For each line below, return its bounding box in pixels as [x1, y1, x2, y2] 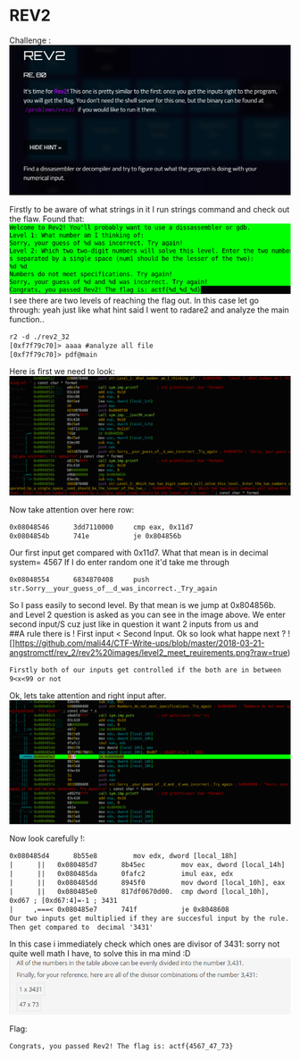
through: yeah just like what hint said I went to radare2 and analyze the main [9, 305, 290, 315]
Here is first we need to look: [9, 366, 116, 377]
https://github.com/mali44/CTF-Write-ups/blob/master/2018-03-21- [14, 638, 265, 648]
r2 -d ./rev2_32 [9, 332, 70, 342]
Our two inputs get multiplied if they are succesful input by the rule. [9, 914, 290, 923]
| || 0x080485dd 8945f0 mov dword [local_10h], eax [9, 879, 286, 888]
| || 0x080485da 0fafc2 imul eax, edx [9, 870, 234, 879]
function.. [9, 314, 45, 325]
